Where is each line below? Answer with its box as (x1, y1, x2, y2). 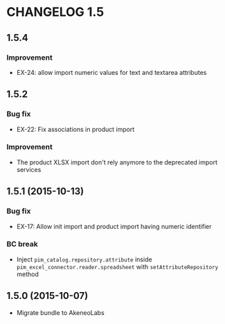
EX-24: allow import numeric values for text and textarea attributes (16, 68, 207, 76)
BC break (6, 239, 39, 249)
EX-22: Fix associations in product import (16, 125, 135, 133)
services (16, 165, 42, 173)
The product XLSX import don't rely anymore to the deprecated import (16, 157, 218, 167)
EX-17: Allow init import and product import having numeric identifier (16, 222, 212, 230)
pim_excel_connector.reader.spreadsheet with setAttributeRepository (16, 262, 219, 271)
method (16, 270, 39, 278)
